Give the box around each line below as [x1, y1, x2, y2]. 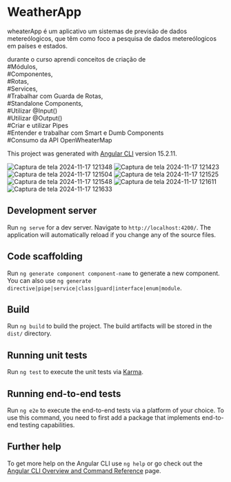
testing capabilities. [19, 421, 75, 429]
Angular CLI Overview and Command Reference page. [7, 466, 161, 474]
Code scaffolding [7, 250, 83, 263]
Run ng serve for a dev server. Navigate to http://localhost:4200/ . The [7, 223, 212, 232]
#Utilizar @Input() [7, 106, 58, 115]
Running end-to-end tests [7, 388, 121, 400]
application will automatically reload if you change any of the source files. [7, 230, 216, 239]
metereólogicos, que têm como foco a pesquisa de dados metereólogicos [7, 34, 217, 42]
